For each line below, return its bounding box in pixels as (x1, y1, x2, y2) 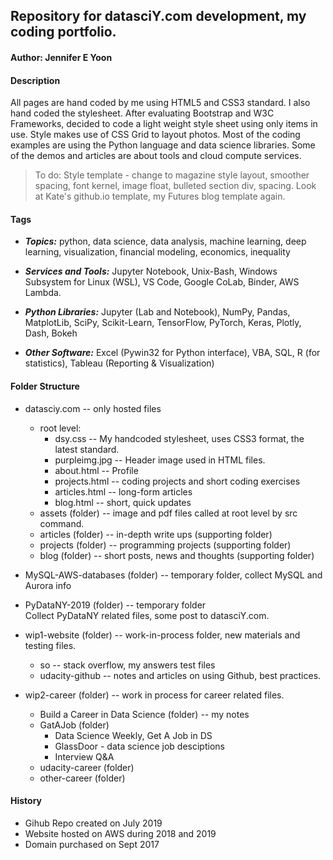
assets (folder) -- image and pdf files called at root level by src (39, 507, 298, 519)
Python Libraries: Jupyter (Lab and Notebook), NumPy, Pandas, (24, 306, 291, 318)
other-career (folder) (39, 772, 126, 784)
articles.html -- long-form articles (54, 485, 193, 498)
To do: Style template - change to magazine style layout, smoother (34, 169, 310, 181)
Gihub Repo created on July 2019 (24, 817, 163, 829)
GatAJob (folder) (39, 719, 110, 731)
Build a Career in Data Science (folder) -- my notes (39, 708, 250, 720)
